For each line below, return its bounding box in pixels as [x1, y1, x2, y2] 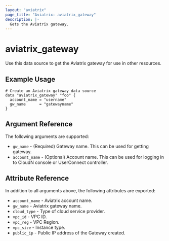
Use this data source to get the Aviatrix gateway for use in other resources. [5, 60, 162, 66]
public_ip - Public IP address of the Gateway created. [12, 229, 125, 236]
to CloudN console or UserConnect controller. [12, 159, 108, 165]
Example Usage [5, 75, 56, 84]
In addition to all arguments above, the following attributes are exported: [5, 187, 156, 193]
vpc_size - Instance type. [12, 224, 66, 230]
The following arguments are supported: [5, 133, 90, 140]
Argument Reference [5, 120, 73, 128]
